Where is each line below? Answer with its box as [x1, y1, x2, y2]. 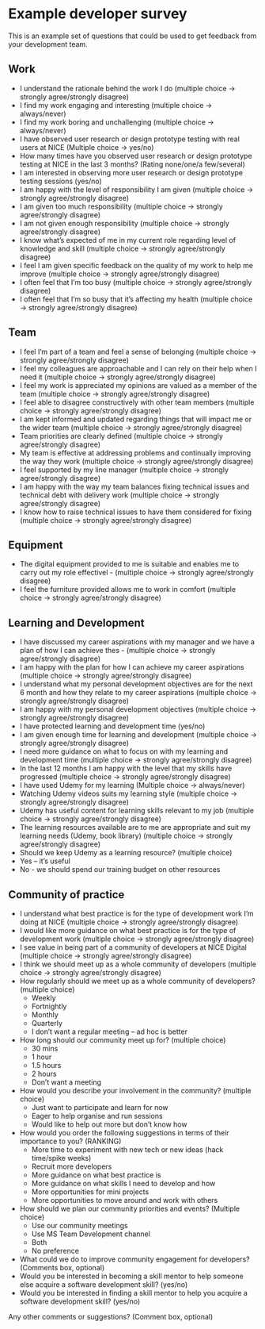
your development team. [8, 39, 89, 48]
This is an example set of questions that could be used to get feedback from [8, 31, 257, 40]
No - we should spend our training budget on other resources [19, 865, 221, 874]
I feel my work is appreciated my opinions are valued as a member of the [19, 380, 257, 390]
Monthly [31, 1010, 59, 1020]
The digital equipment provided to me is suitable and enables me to [19, 559, 240, 569]
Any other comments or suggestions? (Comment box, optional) [8, 1312, 214, 1321]
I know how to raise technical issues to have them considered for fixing [19, 507, 252, 517]
